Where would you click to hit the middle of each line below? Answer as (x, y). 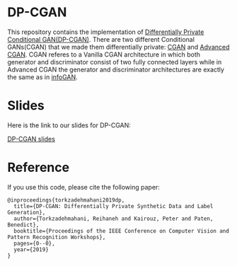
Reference (38, 168)
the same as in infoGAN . (42, 77)
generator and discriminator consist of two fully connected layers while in (115, 62)
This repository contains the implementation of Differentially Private (106, 32)
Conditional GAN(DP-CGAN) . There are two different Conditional (101, 39)
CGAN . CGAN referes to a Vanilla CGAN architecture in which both (104, 54)
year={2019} (31, 249)
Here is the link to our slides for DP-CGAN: (69, 125)
